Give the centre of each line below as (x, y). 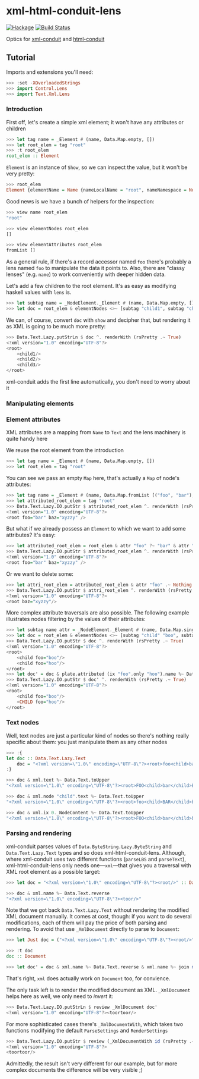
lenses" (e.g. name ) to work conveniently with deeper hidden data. (86, 274)
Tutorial (21, 58)
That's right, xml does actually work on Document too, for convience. (88, 978)
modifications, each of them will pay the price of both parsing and (86, 923)
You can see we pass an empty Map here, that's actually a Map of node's (93, 478)
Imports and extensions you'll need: (50, 72)
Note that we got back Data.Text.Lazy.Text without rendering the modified (98, 910)
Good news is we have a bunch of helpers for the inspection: (80, 201)
